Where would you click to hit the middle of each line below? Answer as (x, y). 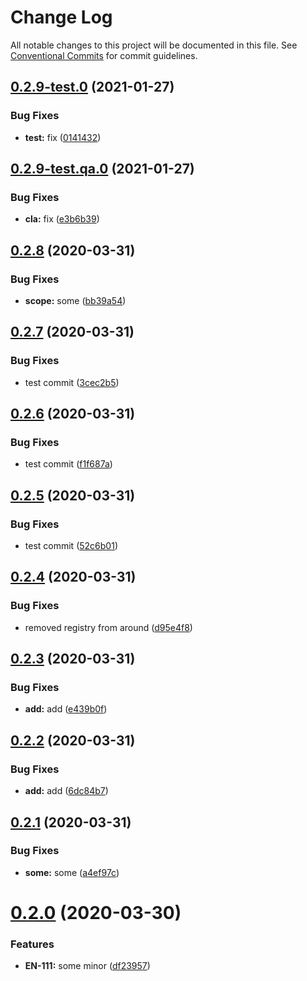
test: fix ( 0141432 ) (63, 137)
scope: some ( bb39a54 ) (75, 300)
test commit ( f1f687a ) (68, 464)
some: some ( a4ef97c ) (72, 872)
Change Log (61, 17)
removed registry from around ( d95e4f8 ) (108, 627)
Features (32, 944)
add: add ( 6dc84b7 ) (66, 791)
